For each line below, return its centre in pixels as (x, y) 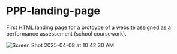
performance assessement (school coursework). (67, 33)
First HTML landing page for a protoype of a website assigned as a (88, 27)
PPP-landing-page (53, 11)
